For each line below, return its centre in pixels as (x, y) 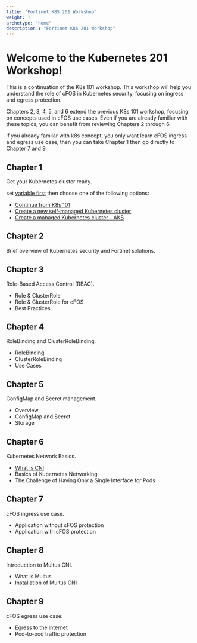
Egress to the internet (41, 627)
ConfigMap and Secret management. (51, 399)
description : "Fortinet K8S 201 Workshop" (61, 28)
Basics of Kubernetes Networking (56, 474)
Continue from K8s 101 (42, 205)
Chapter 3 (25, 270)
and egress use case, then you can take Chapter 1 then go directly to (90, 142)
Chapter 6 (25, 442)
